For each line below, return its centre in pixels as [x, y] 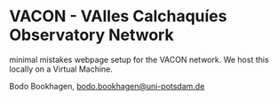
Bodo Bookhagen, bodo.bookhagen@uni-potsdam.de [107, 86]
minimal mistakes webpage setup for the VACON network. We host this [139, 59]
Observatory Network [92, 35]
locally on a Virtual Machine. [61, 69]
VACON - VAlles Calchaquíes [118, 16]
